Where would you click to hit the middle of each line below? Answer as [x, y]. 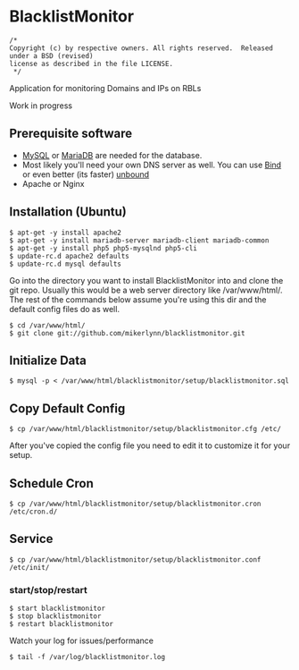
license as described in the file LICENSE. [91, 64]
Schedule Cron [51, 483]
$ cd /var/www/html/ [48, 325]
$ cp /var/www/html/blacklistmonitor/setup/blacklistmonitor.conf [135, 560]
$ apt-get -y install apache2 [66, 233]
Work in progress [41, 106]
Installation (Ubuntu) [68, 212]
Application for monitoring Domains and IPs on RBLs [105, 88]
